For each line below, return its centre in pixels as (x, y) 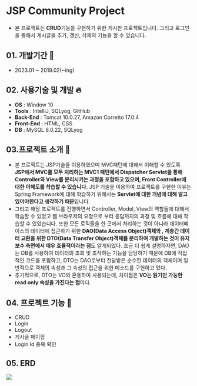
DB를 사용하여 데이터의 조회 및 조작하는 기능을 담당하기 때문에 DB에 (98, 253)
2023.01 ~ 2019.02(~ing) (44, 70)
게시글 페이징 (30, 337)
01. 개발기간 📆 (30, 56)
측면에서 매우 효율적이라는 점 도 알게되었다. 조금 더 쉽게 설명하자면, (101, 246)
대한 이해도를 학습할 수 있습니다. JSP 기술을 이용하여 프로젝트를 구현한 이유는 (103, 187)
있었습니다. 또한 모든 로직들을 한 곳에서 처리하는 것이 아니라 (100, 224)
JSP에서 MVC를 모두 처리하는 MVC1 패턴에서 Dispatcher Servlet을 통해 (98, 172)
